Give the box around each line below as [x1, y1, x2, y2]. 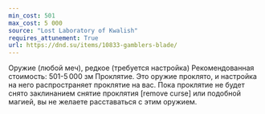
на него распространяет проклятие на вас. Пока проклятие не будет [8, 81, 245, 90]
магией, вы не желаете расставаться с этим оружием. [8, 97, 198, 107]
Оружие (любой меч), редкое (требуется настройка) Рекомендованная [8, 63, 255, 73]
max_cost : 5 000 [8, 19, 63, 27]
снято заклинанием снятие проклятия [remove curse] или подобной [8, 88, 241, 98]
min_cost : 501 [8, 11, 56, 20]
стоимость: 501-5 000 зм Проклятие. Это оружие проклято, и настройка [8, 72, 257, 81]
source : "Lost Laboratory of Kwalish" [8, 26, 138, 34]
